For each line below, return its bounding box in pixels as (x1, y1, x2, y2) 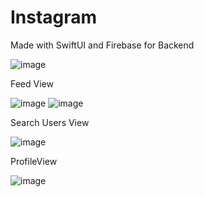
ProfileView (10, 155, 58, 167)
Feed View (10, 77, 54, 90)
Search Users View (10, 116, 90, 128)
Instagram (10, 6, 98, 29)
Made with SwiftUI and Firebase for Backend (10, 39, 195, 51)
